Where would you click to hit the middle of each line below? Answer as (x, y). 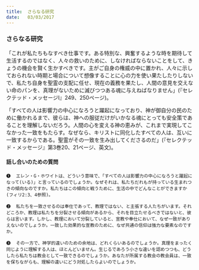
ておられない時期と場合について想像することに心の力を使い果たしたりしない (100, 75)
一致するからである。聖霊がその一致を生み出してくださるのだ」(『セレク (94, 139)
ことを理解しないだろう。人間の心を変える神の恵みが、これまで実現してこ (102, 125)
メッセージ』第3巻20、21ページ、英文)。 (67, 147)
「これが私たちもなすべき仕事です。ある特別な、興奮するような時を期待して (99, 53)
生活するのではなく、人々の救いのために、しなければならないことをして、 (97, 61)
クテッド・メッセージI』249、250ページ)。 (59, 97)
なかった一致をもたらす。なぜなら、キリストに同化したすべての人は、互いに (99, 132)
